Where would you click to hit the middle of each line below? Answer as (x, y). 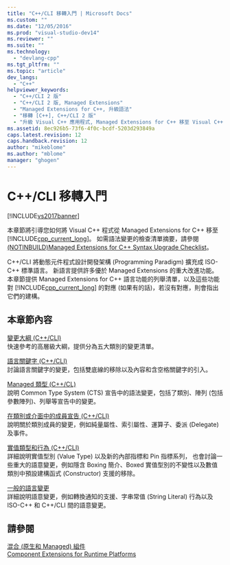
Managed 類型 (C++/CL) (42, 384)
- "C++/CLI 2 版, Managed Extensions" (68, 103)
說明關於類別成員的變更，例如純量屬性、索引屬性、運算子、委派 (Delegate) (113, 424)
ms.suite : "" (26, 45)
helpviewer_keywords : (38, 90)
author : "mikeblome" (37, 148)
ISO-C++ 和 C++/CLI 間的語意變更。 (58, 505)
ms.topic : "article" (37, 71)
